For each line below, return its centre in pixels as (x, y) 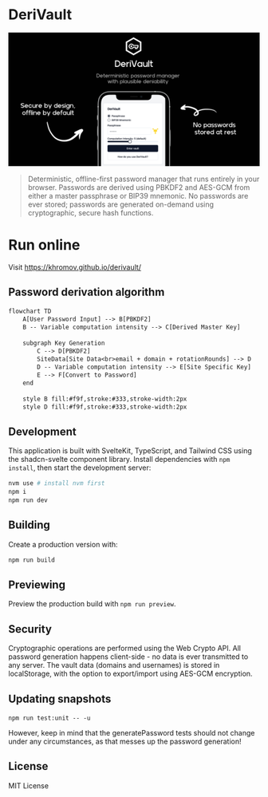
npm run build (32, 560)
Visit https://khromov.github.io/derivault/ (75, 267)
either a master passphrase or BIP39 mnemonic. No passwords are (138, 195)
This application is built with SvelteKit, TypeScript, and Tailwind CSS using (130, 451)
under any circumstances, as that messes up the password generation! (125, 741)
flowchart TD (30, 312)
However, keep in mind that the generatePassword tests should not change (132, 733)
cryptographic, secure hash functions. (91, 212)
